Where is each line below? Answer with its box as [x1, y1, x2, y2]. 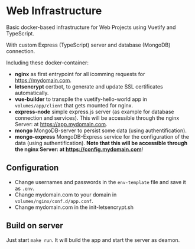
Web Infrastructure [6, 4, 102, 18]
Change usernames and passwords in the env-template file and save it [14, 178, 186, 185]
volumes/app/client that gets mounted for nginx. [14, 101, 134, 109]
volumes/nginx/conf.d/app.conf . [14, 197, 93, 204]
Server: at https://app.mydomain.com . [14, 120, 108, 127]
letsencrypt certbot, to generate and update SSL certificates [14, 83, 164, 90]
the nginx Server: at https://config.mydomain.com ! [14, 146, 144, 153]
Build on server [6, 221, 63, 231]
